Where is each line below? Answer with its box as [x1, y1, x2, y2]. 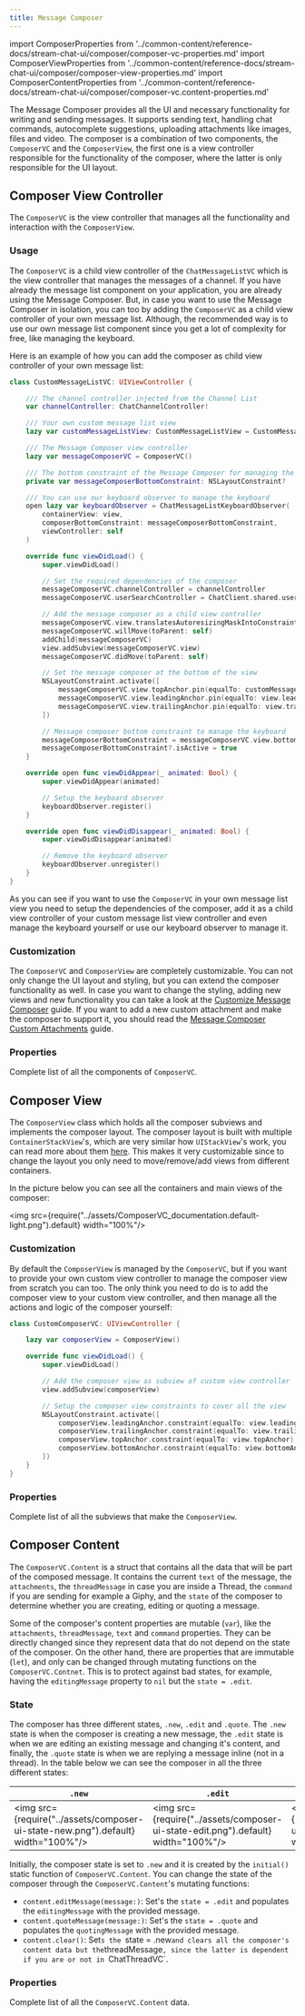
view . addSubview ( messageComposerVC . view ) [42, 644, 202, 653]
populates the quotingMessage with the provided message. [22, 1925, 240, 1936]
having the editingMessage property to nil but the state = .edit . [9, 1676, 252, 1687]
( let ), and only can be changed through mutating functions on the [9, 1656, 257, 1667]
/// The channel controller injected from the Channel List [25, 394, 258, 403]
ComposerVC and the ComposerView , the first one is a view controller [9, 143, 254, 153]
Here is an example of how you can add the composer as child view [9, 350, 263, 361]
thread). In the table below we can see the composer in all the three [9, 1757, 262, 1768]
